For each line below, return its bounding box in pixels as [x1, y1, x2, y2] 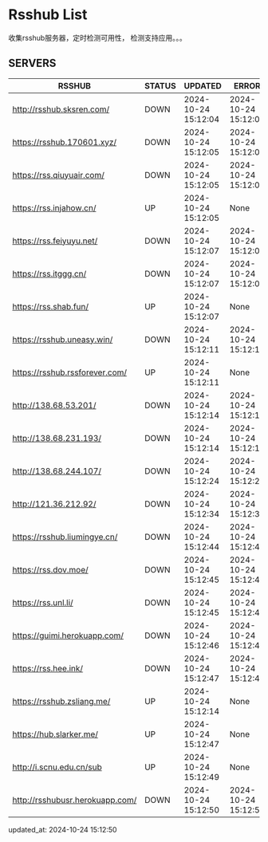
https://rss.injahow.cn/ [12, 202, 97, 213]
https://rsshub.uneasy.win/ [12, 333, 113, 344]
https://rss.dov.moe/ [12, 564, 89, 575]
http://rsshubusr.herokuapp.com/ [12, 794, 137, 805]
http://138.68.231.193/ [12, 432, 102, 443]
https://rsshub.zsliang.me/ [12, 695, 111, 706]
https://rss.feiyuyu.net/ [12, 235, 98, 246]
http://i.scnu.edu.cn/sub [12, 761, 102, 773]
